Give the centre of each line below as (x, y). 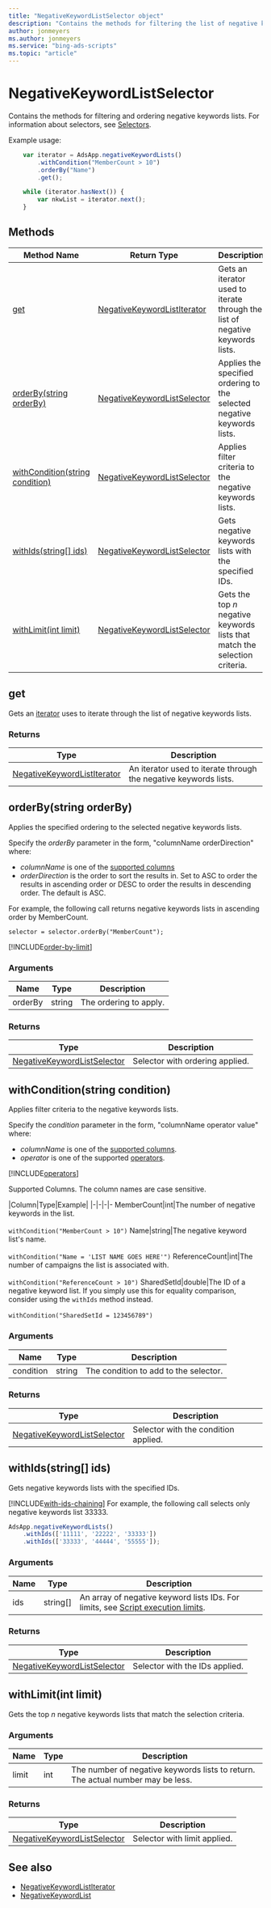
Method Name (51, 255)
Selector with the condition (183, 1429)
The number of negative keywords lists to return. (163, 1770)
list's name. (27, 1239)
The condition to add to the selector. (154, 1370)
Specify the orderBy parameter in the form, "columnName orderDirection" (131, 843)
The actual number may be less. (132, 1779)
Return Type (154, 255)
